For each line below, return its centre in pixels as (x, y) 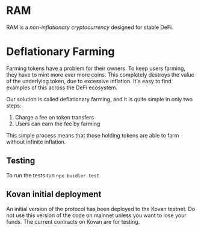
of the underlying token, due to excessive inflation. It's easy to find (89, 81)
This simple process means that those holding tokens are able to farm (93, 135)
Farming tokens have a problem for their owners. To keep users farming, (96, 68)
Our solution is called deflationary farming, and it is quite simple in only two (100, 99)
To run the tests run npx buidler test (53, 175)
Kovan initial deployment (54, 195)
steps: (14, 106)
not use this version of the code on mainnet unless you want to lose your (96, 215)
